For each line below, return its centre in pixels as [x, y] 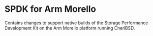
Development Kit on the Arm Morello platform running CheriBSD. [70, 28]
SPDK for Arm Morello [50, 9]
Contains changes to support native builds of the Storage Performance [76, 23]
